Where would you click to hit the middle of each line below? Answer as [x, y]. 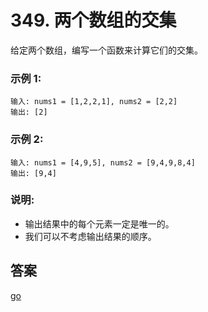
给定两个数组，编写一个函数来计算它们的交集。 [106, 50]
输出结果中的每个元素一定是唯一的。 [99, 223]
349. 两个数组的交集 [93, 20]
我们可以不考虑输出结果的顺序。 [90, 236]
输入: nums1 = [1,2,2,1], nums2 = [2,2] [94, 102]
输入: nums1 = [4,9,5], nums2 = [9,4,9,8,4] [103, 162]
